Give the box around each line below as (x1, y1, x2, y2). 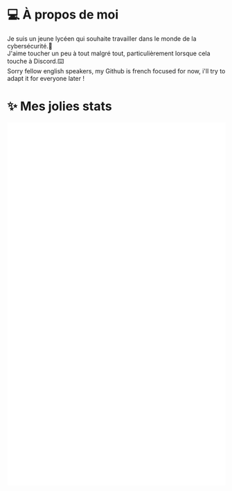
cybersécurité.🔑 (7, 41, 53, 50)
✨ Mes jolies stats (7, 99, 112, 114)
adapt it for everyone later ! (7, 74, 85, 82)
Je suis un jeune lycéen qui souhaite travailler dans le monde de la (7, 34, 197, 43)
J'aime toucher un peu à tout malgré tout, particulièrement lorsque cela (7, 49, 211, 57)
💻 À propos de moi (7, 7, 119, 23)
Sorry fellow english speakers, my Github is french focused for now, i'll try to (7, 66, 226, 75)
